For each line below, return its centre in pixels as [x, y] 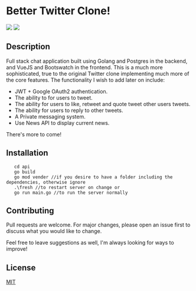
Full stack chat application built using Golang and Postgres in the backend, [97, 61]
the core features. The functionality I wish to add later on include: [86, 80]
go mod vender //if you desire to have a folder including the [93, 177]
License [21, 268]
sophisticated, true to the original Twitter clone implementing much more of [98, 73]
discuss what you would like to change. [54, 231]
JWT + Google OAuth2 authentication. [61, 91]
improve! [17, 249]
